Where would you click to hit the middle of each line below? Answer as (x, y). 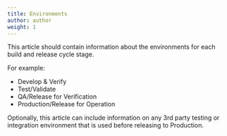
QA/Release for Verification (57, 97)
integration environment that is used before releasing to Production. (106, 125)
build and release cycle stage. (51, 54)
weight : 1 (22, 27)
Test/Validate (37, 89)
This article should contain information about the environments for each (111, 47)
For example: (26, 68)
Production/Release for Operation (66, 104)
